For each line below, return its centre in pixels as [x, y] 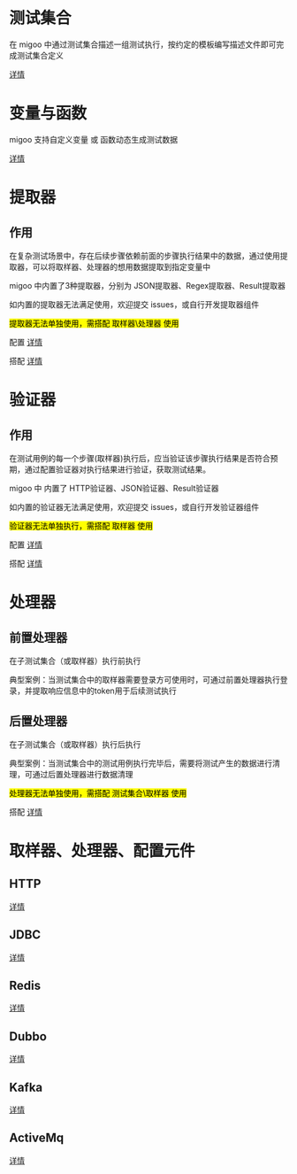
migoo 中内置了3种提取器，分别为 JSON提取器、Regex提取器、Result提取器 [147, 285]
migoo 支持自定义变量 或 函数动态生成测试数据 [94, 139]
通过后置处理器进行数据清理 [83, 774]
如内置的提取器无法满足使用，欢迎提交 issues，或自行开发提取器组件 [134, 304]
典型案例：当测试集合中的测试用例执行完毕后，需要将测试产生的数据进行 [141, 763]
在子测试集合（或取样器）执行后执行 [75, 744]
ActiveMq [37, 1138]
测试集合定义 [40, 55]
